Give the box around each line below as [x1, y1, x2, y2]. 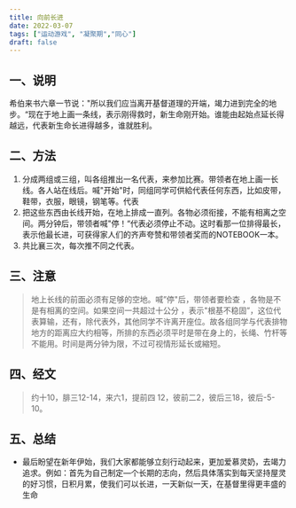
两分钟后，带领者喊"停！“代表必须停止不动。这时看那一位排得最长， [37, 218, 286, 229]
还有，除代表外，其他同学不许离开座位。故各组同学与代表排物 [61, 316, 288, 326]
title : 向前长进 [9, 12, 64, 22]
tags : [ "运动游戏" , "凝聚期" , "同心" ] [9, 29, 136, 38]
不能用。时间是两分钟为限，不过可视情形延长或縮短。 [30, 338, 226, 348]
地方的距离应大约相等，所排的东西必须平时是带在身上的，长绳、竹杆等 [30, 327, 288, 338]
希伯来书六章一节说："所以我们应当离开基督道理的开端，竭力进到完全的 [9, 98, 269, 109]
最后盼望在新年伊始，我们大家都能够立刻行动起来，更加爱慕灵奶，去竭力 [21, 457, 286, 467]
